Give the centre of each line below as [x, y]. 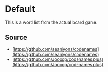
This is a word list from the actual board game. [51, 22]
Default [20, 9]
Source [16, 37]
